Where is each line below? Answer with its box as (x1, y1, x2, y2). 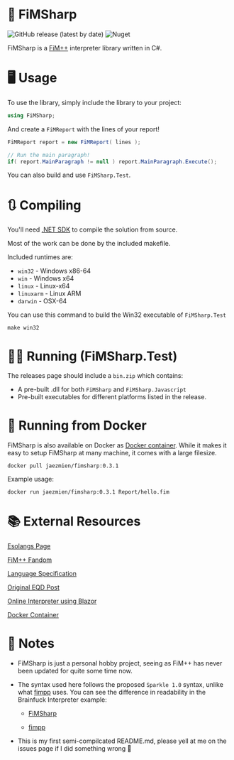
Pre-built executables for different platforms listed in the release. (17, 393, 207, 401)
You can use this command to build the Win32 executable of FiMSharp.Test (7, 310, 227, 319)
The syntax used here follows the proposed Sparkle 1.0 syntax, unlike (17, 680, 223, 689)
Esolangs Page (7, 542, 51, 550)
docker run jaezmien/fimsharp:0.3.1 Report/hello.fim (7, 489, 170, 496)
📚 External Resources (7, 514, 141, 530)
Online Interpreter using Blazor (7, 597, 97, 606)
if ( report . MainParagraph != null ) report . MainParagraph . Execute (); (7, 158, 218, 165)
